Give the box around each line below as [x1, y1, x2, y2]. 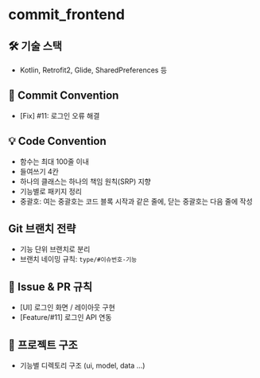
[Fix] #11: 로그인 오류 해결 [19, 111, 100, 120]
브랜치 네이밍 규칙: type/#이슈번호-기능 [19, 255, 138, 264]
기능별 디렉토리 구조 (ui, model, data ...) [19, 360, 146, 371]
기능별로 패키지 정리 [19, 186, 82, 196]
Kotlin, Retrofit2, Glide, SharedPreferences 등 [19, 65, 168, 75]
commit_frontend [8, 6, 126, 24]
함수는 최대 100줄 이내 [19, 157, 90, 166]
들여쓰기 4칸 [19, 166, 60, 176]
